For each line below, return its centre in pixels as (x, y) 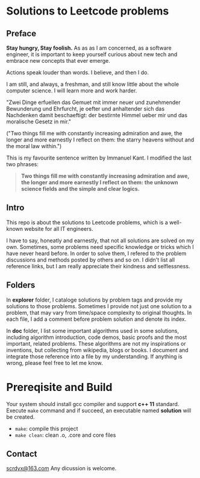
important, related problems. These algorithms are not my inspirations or (96, 343)
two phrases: (23, 164)
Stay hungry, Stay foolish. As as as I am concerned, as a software (89, 48)
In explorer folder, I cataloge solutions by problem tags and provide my (94, 300)
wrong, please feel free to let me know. (55, 363)
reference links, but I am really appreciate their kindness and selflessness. (98, 266)
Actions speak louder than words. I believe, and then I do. (78, 73)
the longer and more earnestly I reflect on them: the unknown (99, 182)
